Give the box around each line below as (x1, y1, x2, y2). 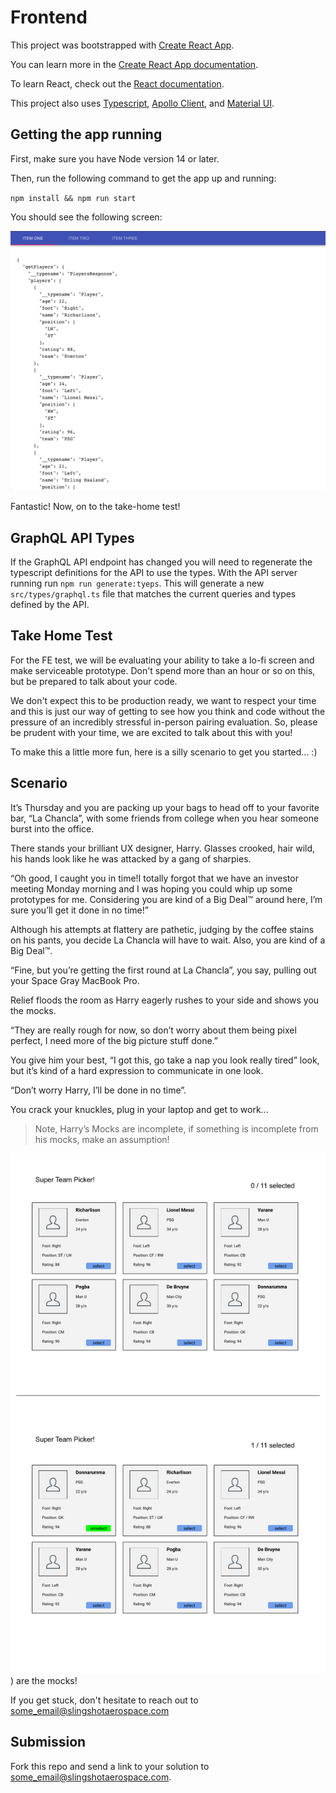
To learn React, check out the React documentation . (10, 77, 225, 90)
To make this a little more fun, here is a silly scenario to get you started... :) (10, 746, 318, 758)
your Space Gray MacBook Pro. (10, 974, 140, 986)
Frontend (10, 6, 88, 29)
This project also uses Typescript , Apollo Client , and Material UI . (10, 97, 275, 109)
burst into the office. (10, 822, 95, 835)
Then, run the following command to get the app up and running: (10, 172, 277, 184)
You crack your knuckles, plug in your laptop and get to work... (10, 1103, 269, 1115)
